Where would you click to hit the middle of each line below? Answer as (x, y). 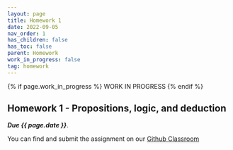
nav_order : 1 (27, 33)
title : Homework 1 (34, 20)
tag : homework (28, 66)
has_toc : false (30, 46)
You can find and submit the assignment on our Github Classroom (103, 139)
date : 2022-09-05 (33, 27)
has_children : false (38, 40)
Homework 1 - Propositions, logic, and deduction (117, 109)
